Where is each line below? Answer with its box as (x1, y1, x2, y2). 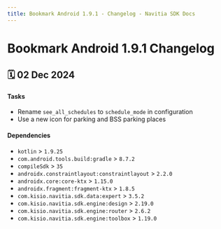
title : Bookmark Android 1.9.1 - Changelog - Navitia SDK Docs (7, 10, 196, 18)
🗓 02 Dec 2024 (7, 69, 76, 81)
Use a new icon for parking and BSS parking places (17, 115, 166, 123)
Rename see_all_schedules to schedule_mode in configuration (17, 108, 194, 116)
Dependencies (7, 131, 51, 139)
